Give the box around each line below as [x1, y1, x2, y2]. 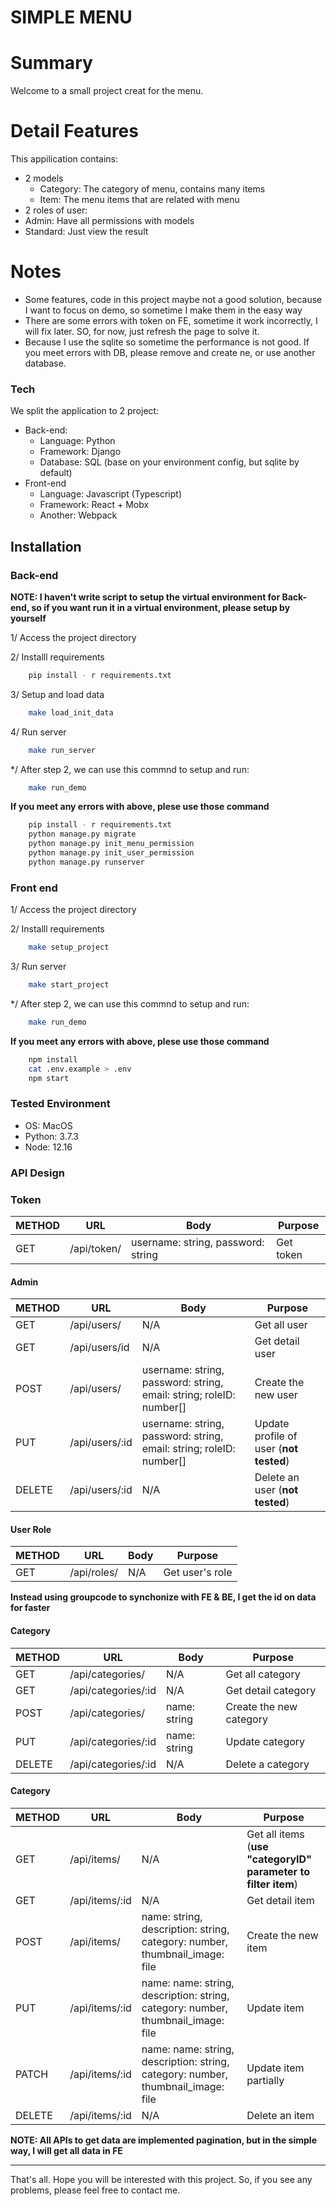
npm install [28, 1054, 78, 1065]
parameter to [246, 1864, 310, 1878]
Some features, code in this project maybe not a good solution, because [24, 294, 323, 305]
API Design [10, 1166, 65, 1180]
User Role [10, 1523, 52, 1535]
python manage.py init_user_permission [28, 848, 195, 858]
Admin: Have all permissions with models [24, 215, 195, 227]
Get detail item [246, 1893, 315, 1907]
